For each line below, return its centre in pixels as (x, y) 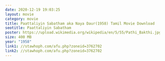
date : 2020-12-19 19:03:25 (33, 10)
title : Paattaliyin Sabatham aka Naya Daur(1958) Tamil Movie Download (80, 23)
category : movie (22, 19)
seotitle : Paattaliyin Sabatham (38, 28)
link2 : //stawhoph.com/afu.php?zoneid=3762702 (54, 51)
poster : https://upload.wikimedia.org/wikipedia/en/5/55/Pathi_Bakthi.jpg (83, 32)
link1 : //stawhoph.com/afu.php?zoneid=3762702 (54, 46)
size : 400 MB (18, 37)
